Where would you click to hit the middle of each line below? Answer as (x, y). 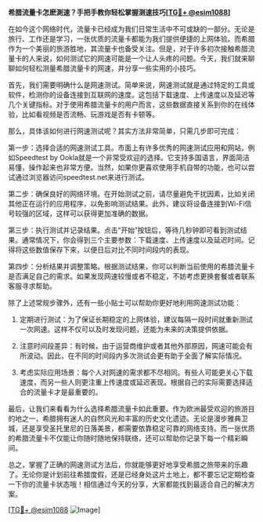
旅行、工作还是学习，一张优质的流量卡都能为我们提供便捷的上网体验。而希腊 (131, 39)
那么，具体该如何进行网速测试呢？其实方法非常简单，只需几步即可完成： (124, 131)
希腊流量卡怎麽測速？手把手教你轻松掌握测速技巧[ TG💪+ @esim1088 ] (119, 12)
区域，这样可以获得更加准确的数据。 (94, 214)
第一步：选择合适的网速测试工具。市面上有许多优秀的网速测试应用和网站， (128, 148)
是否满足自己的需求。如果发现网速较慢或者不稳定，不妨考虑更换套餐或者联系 (131, 276)
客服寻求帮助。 (32, 286)
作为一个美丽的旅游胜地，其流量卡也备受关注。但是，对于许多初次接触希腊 (128, 49)
